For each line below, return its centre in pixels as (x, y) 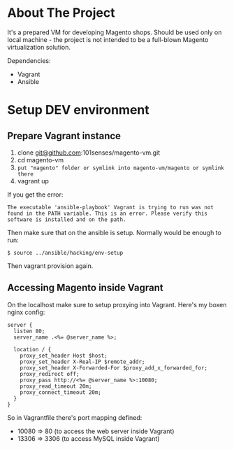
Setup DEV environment (78, 110)
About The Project (61, 13)
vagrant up (33, 181)
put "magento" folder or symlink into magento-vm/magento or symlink (121, 168)
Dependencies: (29, 60)
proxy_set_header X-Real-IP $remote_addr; (82, 362)
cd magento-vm (41, 160)
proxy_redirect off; (50, 374)
